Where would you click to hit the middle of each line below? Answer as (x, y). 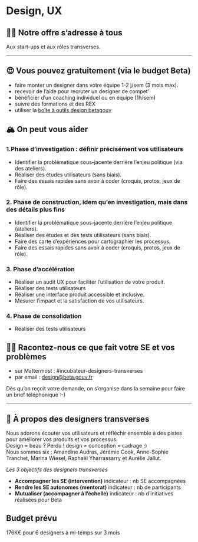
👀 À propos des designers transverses (78, 419)
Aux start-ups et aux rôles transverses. (53, 47)
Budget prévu (32, 518)
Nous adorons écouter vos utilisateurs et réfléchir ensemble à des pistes (94, 433)
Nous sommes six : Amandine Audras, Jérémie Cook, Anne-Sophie (88, 452)
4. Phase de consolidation (44, 316)
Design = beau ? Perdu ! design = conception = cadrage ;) (77, 446)
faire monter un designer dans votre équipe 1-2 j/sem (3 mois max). (96, 85)
